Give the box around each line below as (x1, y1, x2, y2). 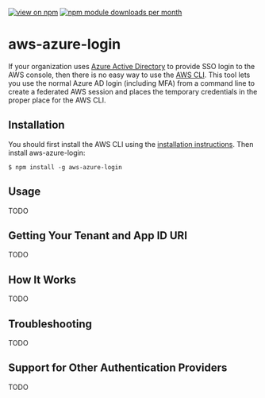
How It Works (8, 272, 77, 286)
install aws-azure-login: (8, 148, 86, 157)
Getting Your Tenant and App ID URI (8, 229, 188, 242)
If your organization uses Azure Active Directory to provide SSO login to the (8, 61, 255, 71)
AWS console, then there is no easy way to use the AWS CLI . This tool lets (8, 70, 251, 79)
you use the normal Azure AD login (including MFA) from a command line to (8, 78, 255, 87)
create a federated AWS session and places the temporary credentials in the (8, 87, 258, 96)
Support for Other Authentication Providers (8, 361, 228, 375)
